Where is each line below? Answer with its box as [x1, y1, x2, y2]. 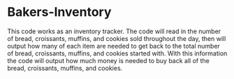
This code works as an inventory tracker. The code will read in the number [7, 27, 221, 35]
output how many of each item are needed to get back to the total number [7, 42, 220, 50]
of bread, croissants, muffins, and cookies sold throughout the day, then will [7, 34, 226, 42]
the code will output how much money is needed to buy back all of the [7, 56, 210, 64]
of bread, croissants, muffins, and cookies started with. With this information [7, 49, 228, 58]
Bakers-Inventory [7, 4, 112, 20]
